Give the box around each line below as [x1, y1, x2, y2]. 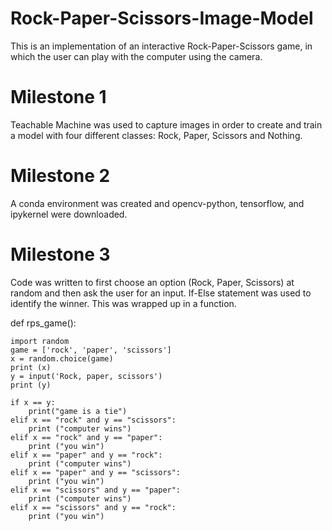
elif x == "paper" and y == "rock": [10, 450, 163, 460]
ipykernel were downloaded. [10, 208, 128, 220]
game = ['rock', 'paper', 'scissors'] [10, 345, 172, 355]
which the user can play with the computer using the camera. [10, 50, 263, 62]
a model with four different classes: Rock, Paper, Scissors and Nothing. [10, 129, 303, 141]
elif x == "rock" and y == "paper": [10, 432, 163, 442]
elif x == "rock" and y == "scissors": [10, 415, 177, 425]
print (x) [10, 362, 52, 372]
